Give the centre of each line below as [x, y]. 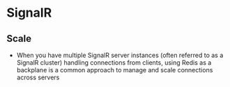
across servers [38, 77]
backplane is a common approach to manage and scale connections [115, 70]
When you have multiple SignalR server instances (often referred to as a [120, 55]
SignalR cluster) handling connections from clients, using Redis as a [114, 63]
